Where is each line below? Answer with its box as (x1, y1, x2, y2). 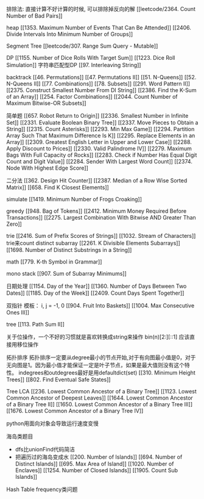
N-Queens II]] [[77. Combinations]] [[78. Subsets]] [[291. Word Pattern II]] (6, 80, 191, 87)
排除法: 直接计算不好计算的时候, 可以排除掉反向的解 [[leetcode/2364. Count (6, 5, 196, 12)
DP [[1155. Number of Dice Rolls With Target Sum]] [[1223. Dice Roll (6, 54, 175, 61)
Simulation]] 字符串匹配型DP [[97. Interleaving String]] (6, 62, 141, 68)
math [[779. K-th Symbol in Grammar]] (6, 258, 102, 265)
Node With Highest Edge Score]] (6, 164, 88, 171)
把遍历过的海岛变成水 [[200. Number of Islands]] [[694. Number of (15, 453, 183, 461)
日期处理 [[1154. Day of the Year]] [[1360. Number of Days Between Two (6, 282, 187, 290)
